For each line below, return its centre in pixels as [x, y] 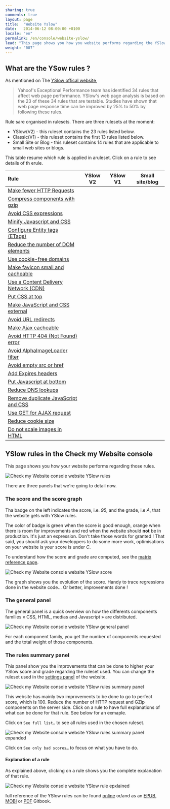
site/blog [147, 182]
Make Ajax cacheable [33, 328]
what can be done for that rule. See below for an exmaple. [66, 713]
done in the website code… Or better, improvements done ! [67, 587]
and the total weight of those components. [49, 642]
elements [19, 251]
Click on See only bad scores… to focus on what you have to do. [72, 748]
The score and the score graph [44, 499]
